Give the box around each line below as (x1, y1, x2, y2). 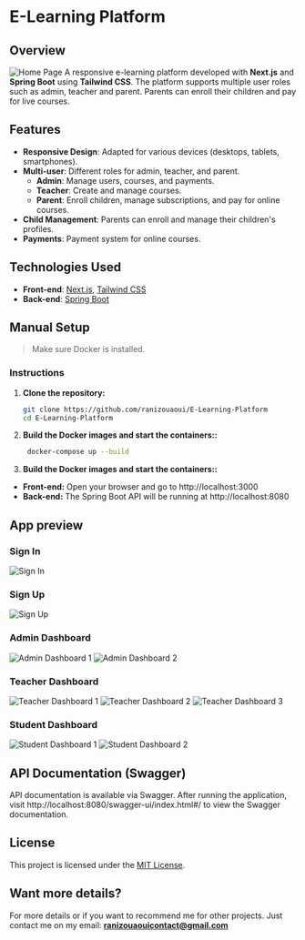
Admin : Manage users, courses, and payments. (36, 175, 215, 186)
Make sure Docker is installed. (31, 344, 146, 355)
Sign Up (9, 588, 46, 601)
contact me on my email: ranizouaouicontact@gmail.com (9, 919, 229, 930)
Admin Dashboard (9, 632, 91, 644)
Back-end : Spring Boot (22, 293, 109, 304)
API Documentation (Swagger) (9, 765, 187, 781)
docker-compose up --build (26, 448, 129, 457)
